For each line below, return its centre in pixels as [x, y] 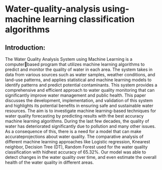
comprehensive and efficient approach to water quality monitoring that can [80, 90]
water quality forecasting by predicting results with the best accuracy [74, 116]
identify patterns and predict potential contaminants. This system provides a [81, 85]
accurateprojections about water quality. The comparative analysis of [74, 136]
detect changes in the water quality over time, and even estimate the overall [81, 157]
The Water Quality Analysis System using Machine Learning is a [69, 59]
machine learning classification [70, 19]
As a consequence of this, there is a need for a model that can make [73, 131]
